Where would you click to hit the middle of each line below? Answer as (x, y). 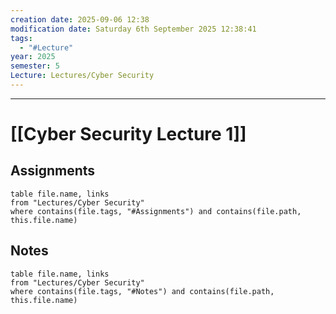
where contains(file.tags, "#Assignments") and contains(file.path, (156, 211)
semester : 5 (35, 66)
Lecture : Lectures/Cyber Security (82, 76)
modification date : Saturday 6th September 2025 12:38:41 (133, 29)
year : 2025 (33, 57)
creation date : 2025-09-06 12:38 (80, 19)
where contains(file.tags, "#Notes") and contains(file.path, (142, 291)
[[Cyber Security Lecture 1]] (128, 134)
